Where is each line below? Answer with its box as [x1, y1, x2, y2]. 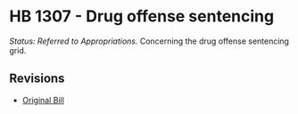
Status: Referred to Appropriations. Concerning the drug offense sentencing [9, 36, 290, 46]
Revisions [9, 71, 65, 86]
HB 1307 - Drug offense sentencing [9, 6, 275, 27]
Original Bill [21, 94, 65, 105]
